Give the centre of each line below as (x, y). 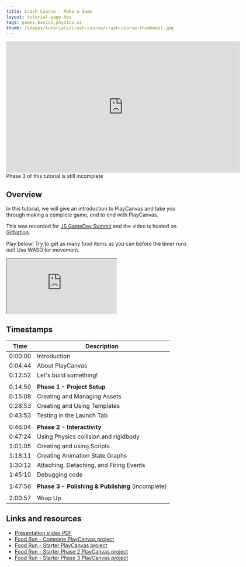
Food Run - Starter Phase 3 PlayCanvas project (71, 558)
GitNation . (18, 232)
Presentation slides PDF (43, 532)
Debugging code (60, 475)
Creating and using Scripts (73, 446)
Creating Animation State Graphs (82, 455)
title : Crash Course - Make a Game (49, 11)
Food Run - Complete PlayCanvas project (64, 539)
